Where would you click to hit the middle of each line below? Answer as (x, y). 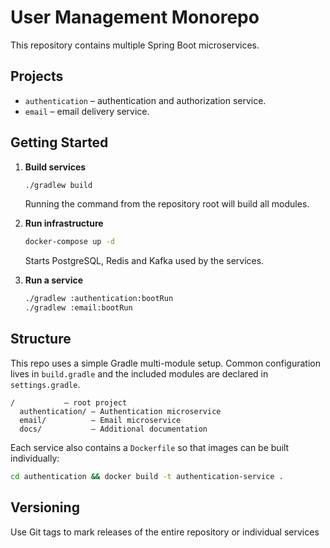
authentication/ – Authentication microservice (120, 411)
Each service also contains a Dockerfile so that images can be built (150, 447)
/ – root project (69, 402)
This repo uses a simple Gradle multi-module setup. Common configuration (165, 363)
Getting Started (59, 142)
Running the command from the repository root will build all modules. (167, 204)
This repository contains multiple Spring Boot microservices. (135, 45)
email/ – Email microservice (100, 420)
